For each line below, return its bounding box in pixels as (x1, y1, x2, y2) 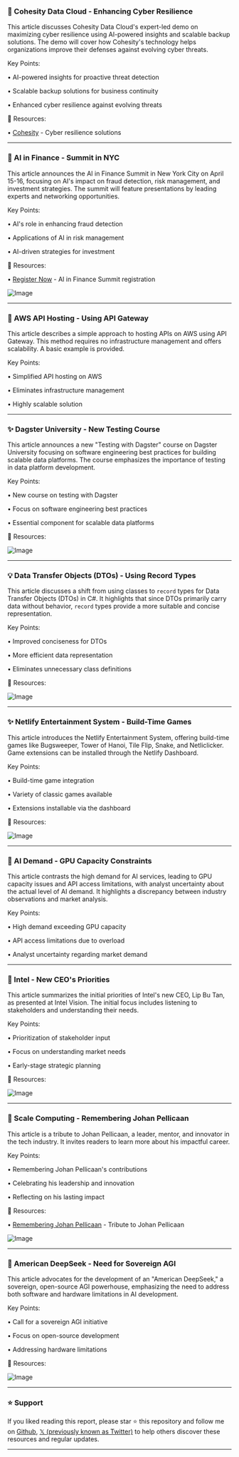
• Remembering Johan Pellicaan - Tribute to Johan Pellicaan (7, 1220, 185, 1229)
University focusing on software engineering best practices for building (7, 448, 217, 457)
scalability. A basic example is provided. (7, 344, 125, 352)
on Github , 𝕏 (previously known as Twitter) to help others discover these (7, 1427, 221, 1436)
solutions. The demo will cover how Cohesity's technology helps (7, 38, 197, 46)
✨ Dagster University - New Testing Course (7, 424, 160, 434)
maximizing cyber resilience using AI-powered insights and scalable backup (7, 30, 230, 39)
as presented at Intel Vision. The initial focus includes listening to (7, 998, 198, 1007)
